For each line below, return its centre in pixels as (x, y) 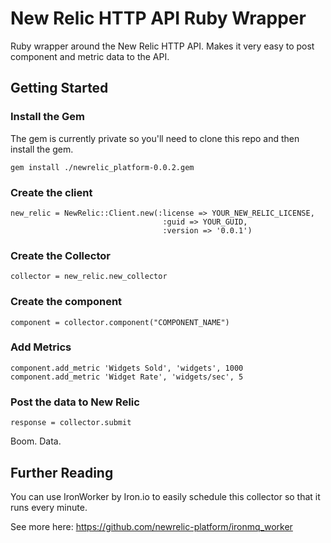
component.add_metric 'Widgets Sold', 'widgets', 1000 (127, 368)
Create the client (51, 192)
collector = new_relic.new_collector (89, 277)
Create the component (66, 302)
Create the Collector (60, 255)
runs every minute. (49, 507)
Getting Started (59, 88)
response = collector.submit (71, 423)
